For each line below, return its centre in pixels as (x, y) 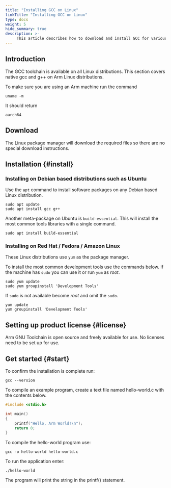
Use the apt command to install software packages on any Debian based (81, 190)
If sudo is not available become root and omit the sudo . (62, 296)
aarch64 (13, 115)
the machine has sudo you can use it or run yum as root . (63, 272)
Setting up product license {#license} (66, 325)
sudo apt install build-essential (42, 233)
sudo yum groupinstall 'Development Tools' (52, 286)
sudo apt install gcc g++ (33, 209)
